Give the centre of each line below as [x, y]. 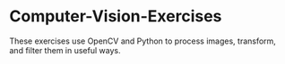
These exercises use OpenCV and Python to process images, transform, [142, 41]
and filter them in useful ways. [65, 50]
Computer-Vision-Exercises [116, 16]
